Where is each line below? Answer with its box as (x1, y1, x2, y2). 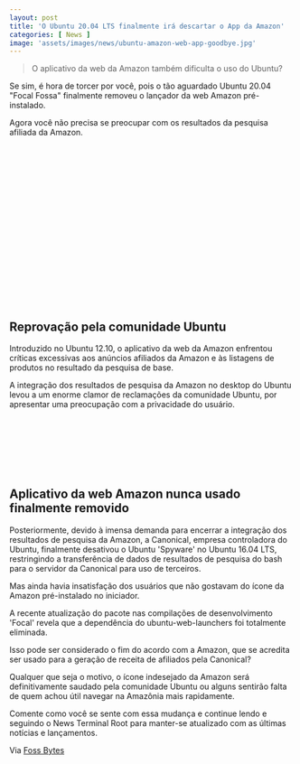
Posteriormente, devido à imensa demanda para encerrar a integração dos (9, 525, 287, 536)
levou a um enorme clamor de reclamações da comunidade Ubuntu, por (9, 389, 277, 400)
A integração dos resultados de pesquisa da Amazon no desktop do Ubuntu (9, 380, 292, 391)
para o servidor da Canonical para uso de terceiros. (9, 563, 202, 573)
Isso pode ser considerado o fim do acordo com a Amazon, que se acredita (9, 644, 291, 655)
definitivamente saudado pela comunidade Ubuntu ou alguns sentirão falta (9, 681, 287, 692)
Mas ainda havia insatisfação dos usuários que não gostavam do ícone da (9, 580, 285, 592)
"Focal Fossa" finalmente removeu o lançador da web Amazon (9, 90, 242, 101)
